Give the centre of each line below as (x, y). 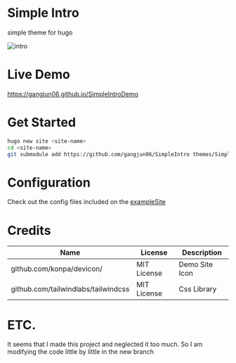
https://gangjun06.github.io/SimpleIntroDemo (73, 94)
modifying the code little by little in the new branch (81, 352)
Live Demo (39, 75)
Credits (29, 230)
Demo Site (196, 265)
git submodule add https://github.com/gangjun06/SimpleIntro (99, 154)
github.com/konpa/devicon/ (57, 269)
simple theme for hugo (40, 32)
